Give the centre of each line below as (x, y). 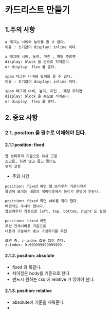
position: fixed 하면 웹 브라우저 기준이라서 (46, 186)
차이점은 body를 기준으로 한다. (41, 273)
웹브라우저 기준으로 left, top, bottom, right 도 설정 (55, 211)
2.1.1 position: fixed (25, 145)
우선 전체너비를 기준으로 (26, 226)
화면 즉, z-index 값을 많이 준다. (35, 241)
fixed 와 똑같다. (27, 267)
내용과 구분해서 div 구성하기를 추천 (36, 231)
